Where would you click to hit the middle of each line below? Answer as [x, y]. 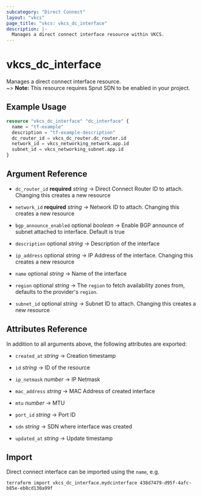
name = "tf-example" [38, 127]
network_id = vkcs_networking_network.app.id [71, 144]
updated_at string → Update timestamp [64, 438]
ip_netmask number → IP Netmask [57, 379]
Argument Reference [47, 174]
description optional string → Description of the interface [87, 243]
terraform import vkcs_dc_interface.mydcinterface [72, 483]
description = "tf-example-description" [64, 132]
